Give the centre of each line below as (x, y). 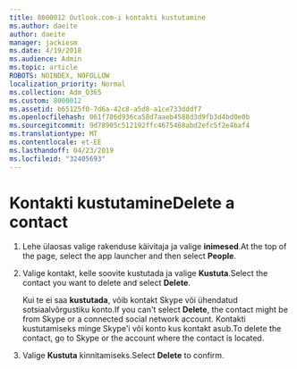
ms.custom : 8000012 (46, 101)
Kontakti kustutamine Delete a (122, 203)
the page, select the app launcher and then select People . (129, 256)
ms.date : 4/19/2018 (46, 51)
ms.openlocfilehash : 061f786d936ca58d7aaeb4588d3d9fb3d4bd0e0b (130, 117)
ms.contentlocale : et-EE (55, 142)
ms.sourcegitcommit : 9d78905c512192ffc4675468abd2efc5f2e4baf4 (130, 126)
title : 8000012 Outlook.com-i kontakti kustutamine (107, 17)
